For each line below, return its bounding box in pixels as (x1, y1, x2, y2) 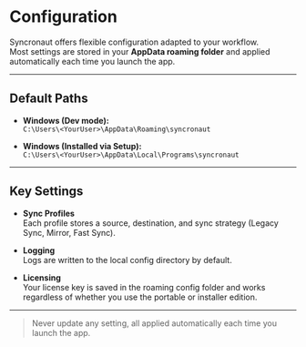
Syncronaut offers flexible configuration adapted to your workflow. (9, 36, 260, 47)
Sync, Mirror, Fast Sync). (22, 227, 117, 238)
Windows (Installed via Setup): (22, 140, 142, 151)
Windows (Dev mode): (22, 115, 109, 126)
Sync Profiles (22, 208, 76, 219)
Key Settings (9, 184, 84, 199)
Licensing (22, 271, 61, 283)
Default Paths (9, 91, 88, 107)
